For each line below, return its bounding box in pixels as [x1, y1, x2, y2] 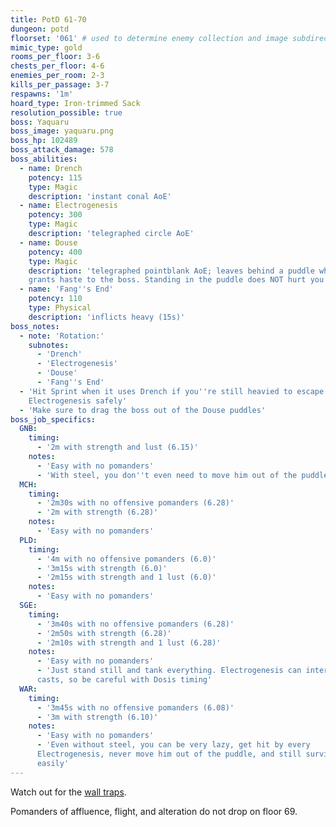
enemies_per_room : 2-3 [10, 71, 105, 81]
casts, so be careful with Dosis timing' [36, 675, 213, 685]
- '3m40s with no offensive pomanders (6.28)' [36, 619, 235, 629]
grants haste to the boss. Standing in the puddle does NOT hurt [28, 275, 307, 285]
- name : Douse [19, 237, 78, 248]
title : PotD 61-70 [10, 14, 87, 25]
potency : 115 [28, 172, 83, 183]
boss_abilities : [10, 154, 78, 164]
